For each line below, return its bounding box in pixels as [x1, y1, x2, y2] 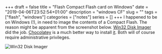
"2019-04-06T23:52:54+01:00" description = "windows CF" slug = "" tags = [5, 9, 158, 15]
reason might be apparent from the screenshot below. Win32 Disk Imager [5, 24, 151, 30]
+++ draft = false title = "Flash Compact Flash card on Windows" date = [5, 4, 148, 10]
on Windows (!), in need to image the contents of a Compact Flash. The [5, 19, 147, 25]
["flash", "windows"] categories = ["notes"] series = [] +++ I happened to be [5, 14, 158, 20]
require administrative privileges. [5, 34, 71, 40]
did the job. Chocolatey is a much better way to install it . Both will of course [5, 30, 155, 35]
